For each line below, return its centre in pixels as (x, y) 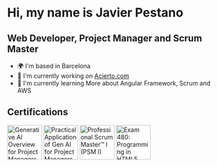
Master (23, 49)
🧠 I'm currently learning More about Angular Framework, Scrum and (114, 83)
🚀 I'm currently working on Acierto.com (73, 76)
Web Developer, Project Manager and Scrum (105, 38)
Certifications (38, 112)
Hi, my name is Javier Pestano (95, 13)
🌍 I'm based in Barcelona (54, 66)
